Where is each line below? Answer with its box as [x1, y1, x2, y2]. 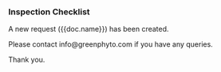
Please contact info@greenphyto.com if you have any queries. [8, 40, 213, 49]
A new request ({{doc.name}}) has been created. [8, 25, 169, 34]
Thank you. [8, 55, 45, 65]
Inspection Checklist [8, 6, 90, 17]
